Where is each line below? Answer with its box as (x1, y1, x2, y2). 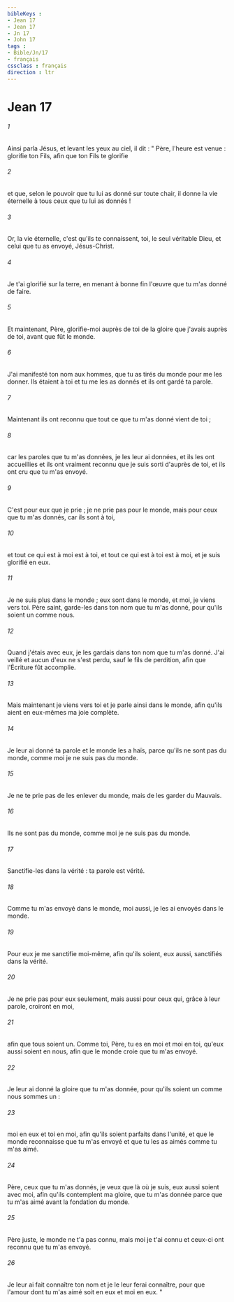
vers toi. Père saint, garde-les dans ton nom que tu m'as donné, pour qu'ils (7, 603, 223, 611)
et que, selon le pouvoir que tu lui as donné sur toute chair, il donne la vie (7, 190, 218, 198)
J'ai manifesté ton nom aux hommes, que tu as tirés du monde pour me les (7, 370, 222, 378)
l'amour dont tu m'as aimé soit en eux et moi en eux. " (7, 1287, 163, 1296)
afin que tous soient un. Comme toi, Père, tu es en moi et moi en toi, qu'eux (7, 1039, 224, 1048)
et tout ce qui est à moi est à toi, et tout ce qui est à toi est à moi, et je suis (7, 550, 221, 559)
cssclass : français (7, 62, 68, 69)
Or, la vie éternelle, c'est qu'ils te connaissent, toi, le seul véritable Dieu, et (7, 234, 221, 243)
